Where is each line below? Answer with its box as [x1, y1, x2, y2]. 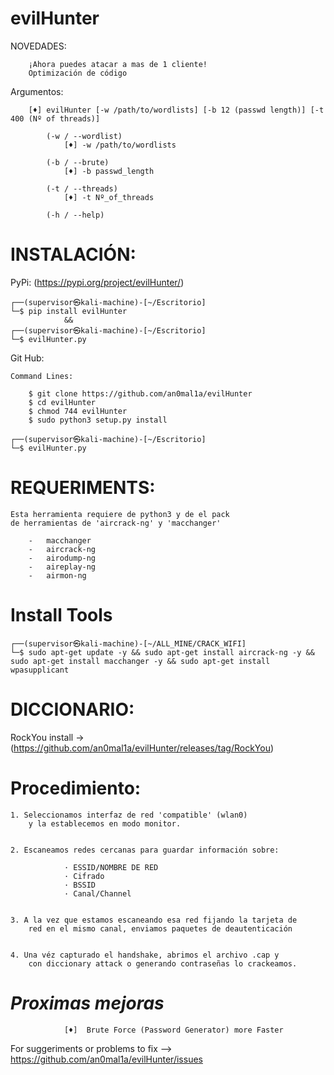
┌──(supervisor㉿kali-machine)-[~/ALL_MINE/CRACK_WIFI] [10, 638, 247, 649]
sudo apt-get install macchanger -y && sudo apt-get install [10, 656, 271, 666]
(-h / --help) [46, 210, 105, 220]
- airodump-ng [28, 553, 97, 563]
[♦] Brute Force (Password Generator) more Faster [63, 1025, 284, 1035]
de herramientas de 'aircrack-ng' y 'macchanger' [10, 518, 222, 528]
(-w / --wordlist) [46, 131, 123, 141]
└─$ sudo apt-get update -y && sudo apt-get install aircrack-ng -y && [10, 647, 315, 657]
